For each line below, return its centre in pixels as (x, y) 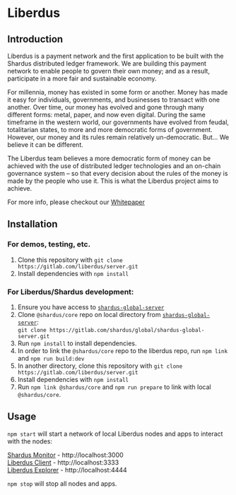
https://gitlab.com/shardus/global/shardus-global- (127, 330)
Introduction (35, 39)
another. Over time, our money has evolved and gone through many (106, 107)
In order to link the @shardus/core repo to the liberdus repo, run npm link (123, 350)
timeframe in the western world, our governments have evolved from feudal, (118, 122)
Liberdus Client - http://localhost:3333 (63, 462)
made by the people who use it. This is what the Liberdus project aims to (113, 181)
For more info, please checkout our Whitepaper (76, 202)
